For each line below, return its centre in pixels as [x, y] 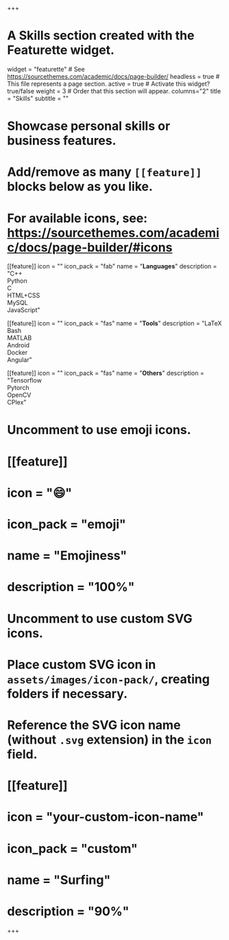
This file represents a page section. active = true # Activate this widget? [109, 84]
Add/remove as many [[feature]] [105, 172]
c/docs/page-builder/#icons [90, 247]
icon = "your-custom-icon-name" [106, 817]
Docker [17, 353]
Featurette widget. [61, 50]
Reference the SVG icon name [94, 725]
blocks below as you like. [80, 187]
